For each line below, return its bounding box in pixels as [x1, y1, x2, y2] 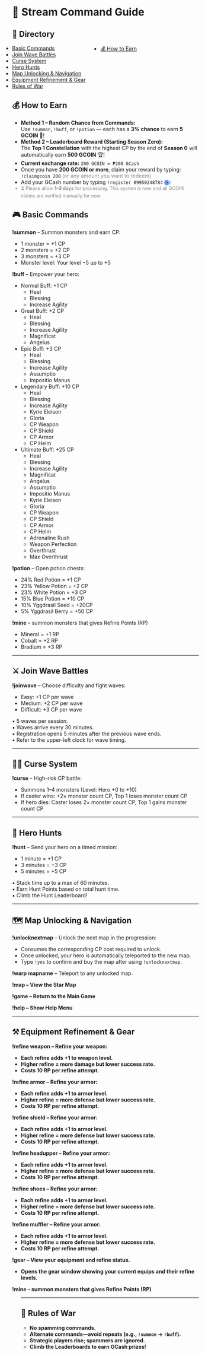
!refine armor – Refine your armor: [12, 1078, 98, 1085]
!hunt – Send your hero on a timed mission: [12, 844, 117, 851]
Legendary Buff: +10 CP [20, 383, 79, 390]
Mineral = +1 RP [20, 630, 59, 637]
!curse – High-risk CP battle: [12, 774, 82, 782]
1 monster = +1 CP [20, 240, 65, 247]
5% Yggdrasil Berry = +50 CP [20, 608, 94, 615]
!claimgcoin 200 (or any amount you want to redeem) [20, 172, 152, 179]
